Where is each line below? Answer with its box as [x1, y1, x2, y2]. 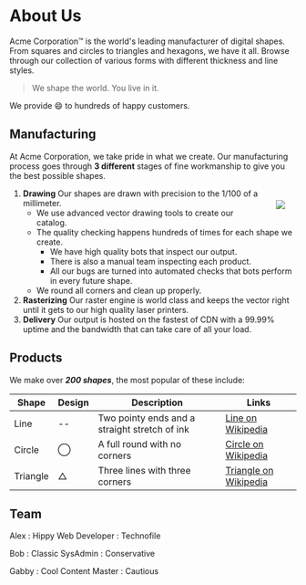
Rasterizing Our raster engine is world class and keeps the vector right [22, 294, 290, 306]
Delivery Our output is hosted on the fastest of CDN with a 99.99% [22, 314, 275, 325]
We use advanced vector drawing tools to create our [36, 207, 234, 218]
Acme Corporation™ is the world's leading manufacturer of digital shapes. [9, 36, 285, 47]
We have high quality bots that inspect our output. [49, 245, 238, 256]
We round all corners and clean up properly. [36, 285, 202, 296]
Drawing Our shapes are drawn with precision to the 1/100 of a [22, 188, 259, 199]
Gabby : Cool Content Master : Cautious [9, 566, 159, 577]
